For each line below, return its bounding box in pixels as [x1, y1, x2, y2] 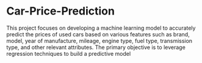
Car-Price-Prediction [6, 4, 115, 18]
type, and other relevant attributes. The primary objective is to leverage [6, 44, 186, 51]
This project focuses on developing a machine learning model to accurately [6, 24, 196, 31]
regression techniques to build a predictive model [6, 50, 131, 57]
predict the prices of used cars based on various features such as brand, [6, 30, 190, 38]
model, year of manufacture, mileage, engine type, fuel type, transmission [6, 37, 193, 44]
